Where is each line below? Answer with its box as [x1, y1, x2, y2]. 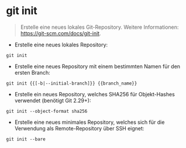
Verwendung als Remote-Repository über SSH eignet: [14, 125, 144, 132]
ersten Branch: [14, 69, 51, 76]
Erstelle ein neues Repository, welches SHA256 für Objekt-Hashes [14, 90, 175, 97]
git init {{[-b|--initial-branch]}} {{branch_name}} [6, 80, 137, 86]
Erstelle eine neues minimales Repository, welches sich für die [14, 119, 165, 126]
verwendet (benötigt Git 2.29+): [14, 97, 91, 104]
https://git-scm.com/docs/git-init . [20, 29, 101, 36]
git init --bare [6, 136, 46, 142]
